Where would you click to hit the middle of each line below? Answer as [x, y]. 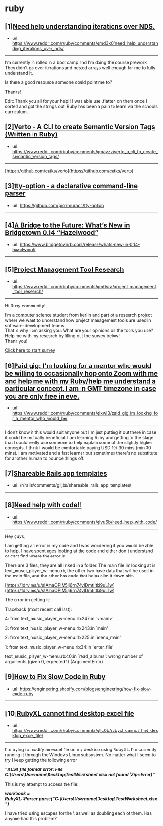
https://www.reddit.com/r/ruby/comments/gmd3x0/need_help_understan [85, 43]
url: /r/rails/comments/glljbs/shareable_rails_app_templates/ [72, 485]
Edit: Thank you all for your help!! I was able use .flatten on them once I [76, 101]
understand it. [19, 73]
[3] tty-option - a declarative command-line [72, 186]
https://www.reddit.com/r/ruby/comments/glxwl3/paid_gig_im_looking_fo [85, 413]
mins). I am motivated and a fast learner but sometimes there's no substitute [81, 453]
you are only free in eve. [42, 396]
